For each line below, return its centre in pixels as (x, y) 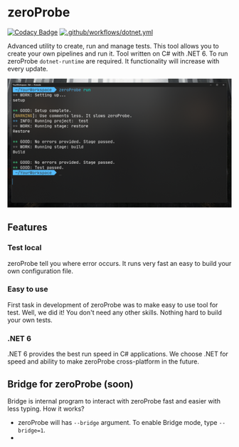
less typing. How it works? (46, 409)
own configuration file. (40, 271)
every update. (28, 68)
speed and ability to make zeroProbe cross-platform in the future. (103, 361)
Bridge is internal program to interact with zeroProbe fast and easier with (114, 401)
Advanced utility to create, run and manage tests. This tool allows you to (113, 46)
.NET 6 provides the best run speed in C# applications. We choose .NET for (118, 354)
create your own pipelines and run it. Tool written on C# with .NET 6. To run (118, 53)
